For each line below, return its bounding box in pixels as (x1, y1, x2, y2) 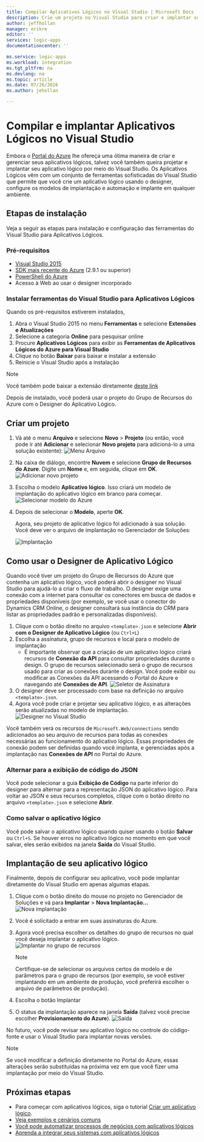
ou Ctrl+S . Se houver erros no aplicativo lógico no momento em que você (6, 834, 191, 841)
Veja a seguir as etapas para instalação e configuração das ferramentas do (6, 224, 194, 231)
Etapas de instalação (6, 208, 87, 219)
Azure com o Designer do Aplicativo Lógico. (6, 400, 117, 408)
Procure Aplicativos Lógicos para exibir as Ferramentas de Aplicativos (15, 340, 195, 347)
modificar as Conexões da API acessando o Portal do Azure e (24, 674, 178, 681)
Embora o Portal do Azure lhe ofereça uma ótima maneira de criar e (6, 152, 175, 159)
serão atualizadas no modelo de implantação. (15, 706, 129, 714)
